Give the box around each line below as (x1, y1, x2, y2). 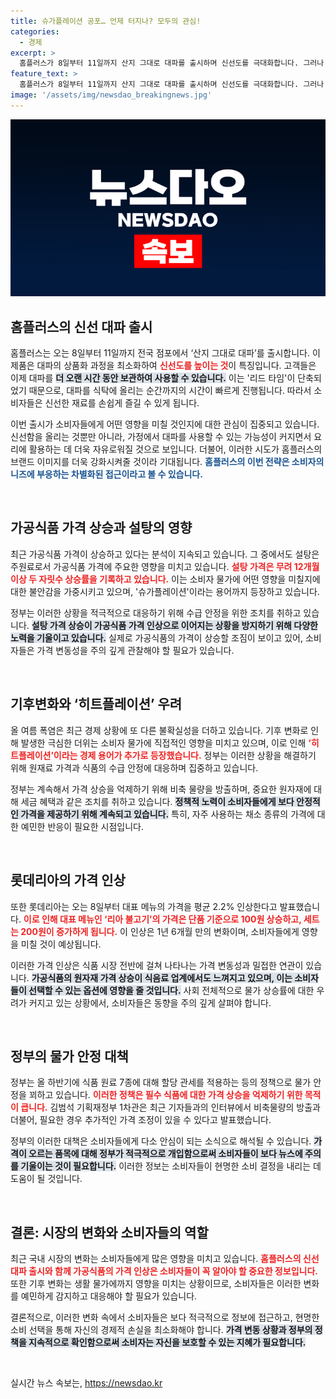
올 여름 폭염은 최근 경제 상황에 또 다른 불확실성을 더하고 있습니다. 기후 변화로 (10, 724, 309, 736)
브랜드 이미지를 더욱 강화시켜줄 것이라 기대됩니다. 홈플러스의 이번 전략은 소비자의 (10, 456, 325, 468)
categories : (10, 26, 60, 37)
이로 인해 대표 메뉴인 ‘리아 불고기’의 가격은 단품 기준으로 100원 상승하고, (23, 913, 302, 925)
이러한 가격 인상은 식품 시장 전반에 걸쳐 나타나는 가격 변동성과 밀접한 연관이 (10, 959, 304, 971)
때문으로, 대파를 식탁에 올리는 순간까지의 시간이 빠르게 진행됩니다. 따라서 (28, 385, 312, 397)
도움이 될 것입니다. (10, 1173, 83, 1185)
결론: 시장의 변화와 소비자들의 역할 (10, 1224, 209, 1241)
